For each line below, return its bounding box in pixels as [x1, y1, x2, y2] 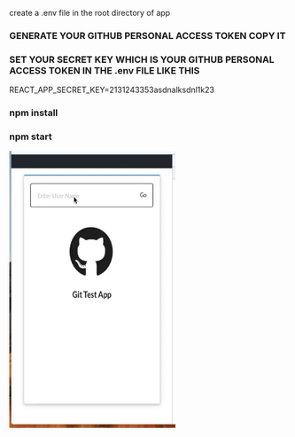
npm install [9, 106, 58, 119]
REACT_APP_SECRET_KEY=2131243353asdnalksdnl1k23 [9, 84, 215, 96]
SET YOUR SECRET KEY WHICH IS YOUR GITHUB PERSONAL [9, 53, 275, 66]
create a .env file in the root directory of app [9, 8, 171, 18]
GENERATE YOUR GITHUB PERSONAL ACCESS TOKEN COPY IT [9, 29, 286, 42]
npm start [9, 130, 53, 143]
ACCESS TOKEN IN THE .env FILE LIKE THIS [9, 64, 200, 76]
